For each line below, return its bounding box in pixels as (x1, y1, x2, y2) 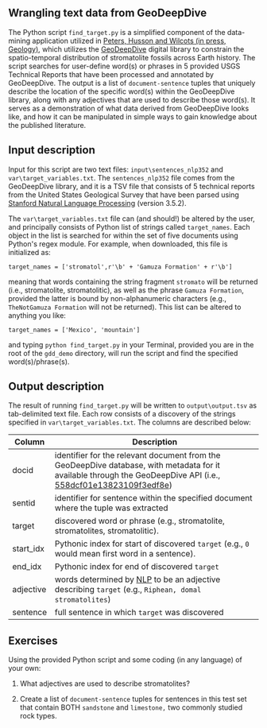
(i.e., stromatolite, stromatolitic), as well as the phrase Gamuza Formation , (8, 285, 244, 295)
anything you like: (8, 310, 66, 320)
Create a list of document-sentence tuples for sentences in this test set (19, 695, 248, 704)
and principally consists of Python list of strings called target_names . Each (8, 222, 250, 231)
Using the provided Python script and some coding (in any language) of (8, 655, 242, 664)
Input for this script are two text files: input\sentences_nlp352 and (8, 165, 224, 174)
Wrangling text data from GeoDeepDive (8, 6, 207, 20)
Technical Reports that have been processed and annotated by (8, 69, 215, 79)
